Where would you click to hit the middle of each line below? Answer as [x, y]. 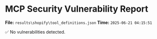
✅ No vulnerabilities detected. [35, 32]
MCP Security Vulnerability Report [77, 9]
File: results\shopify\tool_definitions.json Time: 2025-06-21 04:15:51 [79, 22]
